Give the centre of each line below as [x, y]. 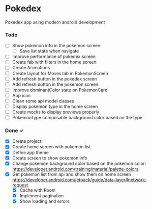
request [20, 185]
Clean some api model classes [43, 101]
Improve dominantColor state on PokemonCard [60, 90]
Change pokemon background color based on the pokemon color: [79, 163]
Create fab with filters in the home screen [54, 62]
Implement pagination [42, 196]
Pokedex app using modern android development [55, 22]
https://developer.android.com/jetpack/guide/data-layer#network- [79, 180]
